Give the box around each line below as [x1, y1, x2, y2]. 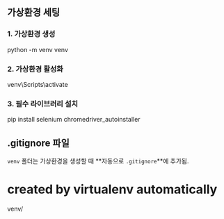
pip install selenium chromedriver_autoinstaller [7, 115, 141, 124]
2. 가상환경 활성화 [7, 64, 64, 74]
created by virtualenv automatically [7, 181, 218, 197]
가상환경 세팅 [7, 6, 61, 19]
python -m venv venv [7, 45, 68, 54]
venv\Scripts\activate [7, 80, 68, 88]
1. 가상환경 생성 [7, 29, 56, 39]
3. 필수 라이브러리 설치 [7, 99, 79, 108]
